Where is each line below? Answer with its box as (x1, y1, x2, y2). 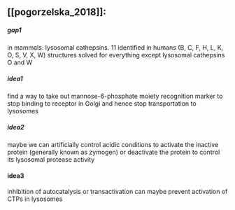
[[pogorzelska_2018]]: (7, 6, 106, 18)
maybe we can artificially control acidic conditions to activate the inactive (7, 141, 219, 149)
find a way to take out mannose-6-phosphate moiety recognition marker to (7, 92, 223, 101)
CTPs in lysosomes (7, 195, 63, 203)
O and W (7, 58, 33, 66)
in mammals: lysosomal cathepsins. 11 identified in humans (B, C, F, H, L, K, (7, 43, 224, 52)
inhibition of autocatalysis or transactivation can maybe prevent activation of (7, 187, 228, 195)
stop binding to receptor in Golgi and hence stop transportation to (7, 99, 197, 108)
